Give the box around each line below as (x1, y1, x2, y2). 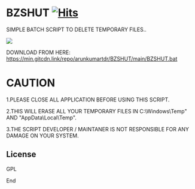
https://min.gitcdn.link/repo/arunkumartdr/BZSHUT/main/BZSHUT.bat (6, 55, 178, 62)
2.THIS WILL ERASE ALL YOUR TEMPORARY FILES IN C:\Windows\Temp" (6, 107, 187, 115)
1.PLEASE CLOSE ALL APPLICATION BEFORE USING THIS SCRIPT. (6, 96, 170, 103)
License (6, 149, 36, 160)
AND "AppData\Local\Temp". (6, 114, 77, 121)
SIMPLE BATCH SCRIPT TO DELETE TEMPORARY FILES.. (6, 26, 147, 33)
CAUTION (6, 76, 56, 90)
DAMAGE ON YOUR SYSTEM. (6, 132, 79, 139)
